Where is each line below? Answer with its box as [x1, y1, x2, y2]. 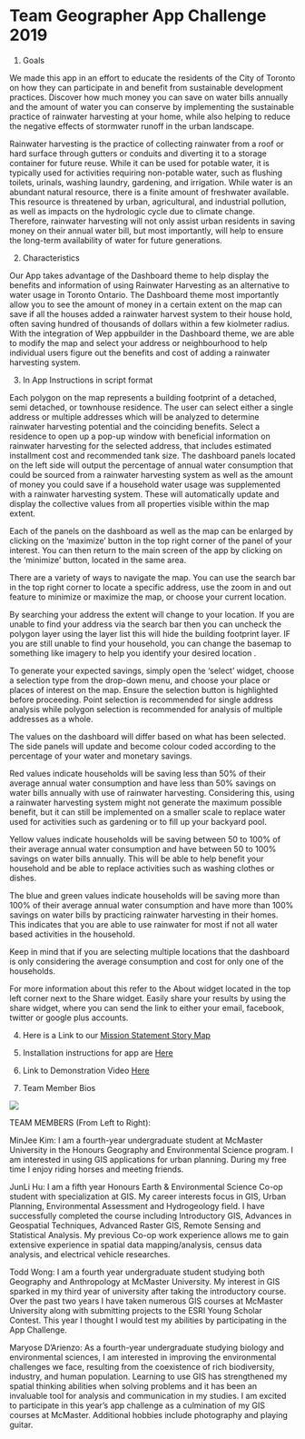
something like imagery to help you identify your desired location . [9, 647, 257, 659]
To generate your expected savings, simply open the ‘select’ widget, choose [9, 665, 295, 676]
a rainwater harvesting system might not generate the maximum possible [9, 797, 282, 808]
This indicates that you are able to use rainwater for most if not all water [9, 918, 279, 929]
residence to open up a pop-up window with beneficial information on [9, 431, 271, 442]
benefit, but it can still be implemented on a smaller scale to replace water [9, 806, 286, 818]
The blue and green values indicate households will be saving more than [9, 889, 280, 900]
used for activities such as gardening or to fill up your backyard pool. [9, 816, 268, 827]
